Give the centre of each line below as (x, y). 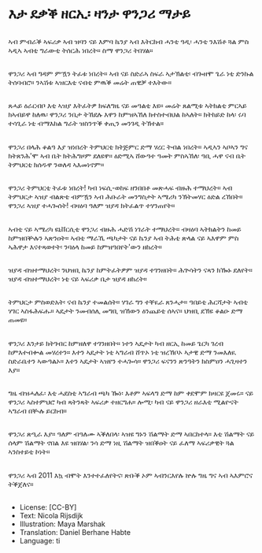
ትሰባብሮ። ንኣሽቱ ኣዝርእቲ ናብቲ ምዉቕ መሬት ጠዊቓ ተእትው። (90, 82)
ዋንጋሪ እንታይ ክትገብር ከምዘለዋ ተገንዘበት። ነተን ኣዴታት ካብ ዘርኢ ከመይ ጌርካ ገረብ (116, 343)
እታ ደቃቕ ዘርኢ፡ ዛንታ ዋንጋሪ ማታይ (100, 14)
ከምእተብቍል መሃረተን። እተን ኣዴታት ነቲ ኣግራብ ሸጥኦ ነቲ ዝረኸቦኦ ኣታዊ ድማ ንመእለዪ (122, 352)
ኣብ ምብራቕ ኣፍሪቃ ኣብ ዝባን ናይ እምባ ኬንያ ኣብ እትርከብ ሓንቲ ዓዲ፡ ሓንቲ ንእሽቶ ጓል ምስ (129, 41)
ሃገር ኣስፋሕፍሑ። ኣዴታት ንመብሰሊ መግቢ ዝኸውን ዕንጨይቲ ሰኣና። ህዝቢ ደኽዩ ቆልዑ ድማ (125, 311)
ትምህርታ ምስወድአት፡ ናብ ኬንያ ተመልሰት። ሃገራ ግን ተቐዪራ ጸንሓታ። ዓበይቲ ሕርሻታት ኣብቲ (128, 302)
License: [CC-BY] (48, 507)
